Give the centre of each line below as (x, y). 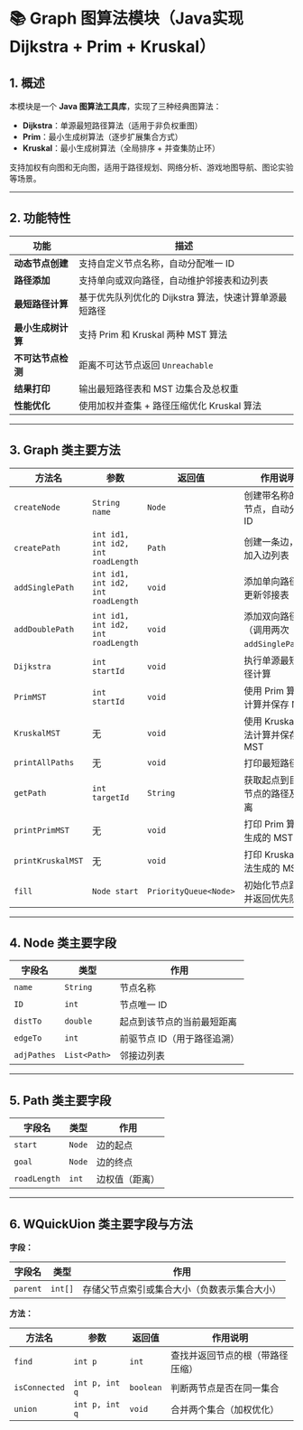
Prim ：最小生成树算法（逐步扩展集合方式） (102, 137)
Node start (115, 891)
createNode (37, 507)
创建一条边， (271, 541)
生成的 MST (269, 837)
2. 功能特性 (40, 218)
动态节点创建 (41, 263)
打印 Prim (264, 824)
